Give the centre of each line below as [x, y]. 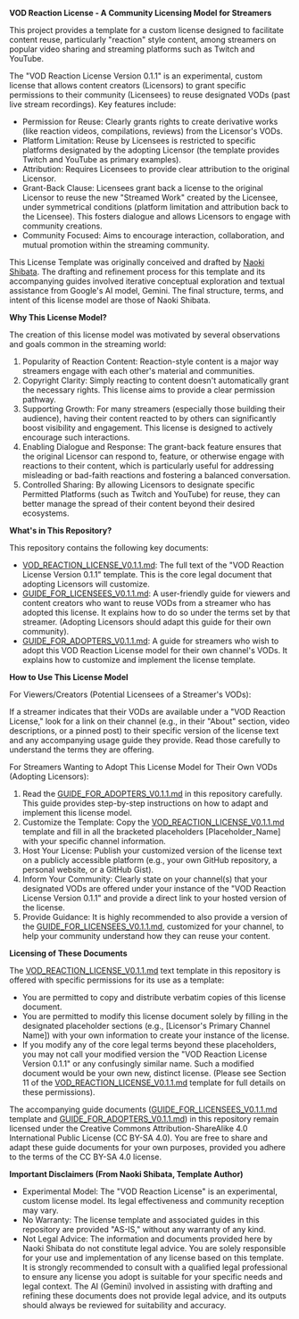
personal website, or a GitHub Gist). [88, 870]
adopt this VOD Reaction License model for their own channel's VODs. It [155, 650]
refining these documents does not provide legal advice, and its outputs [154, 1296]
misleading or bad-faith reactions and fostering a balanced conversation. [156, 475]
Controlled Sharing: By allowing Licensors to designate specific [139, 485]
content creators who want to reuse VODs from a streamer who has [146, 603]
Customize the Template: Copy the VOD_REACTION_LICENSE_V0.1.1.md [153, 822]
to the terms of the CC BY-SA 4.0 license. [86, 1157]
